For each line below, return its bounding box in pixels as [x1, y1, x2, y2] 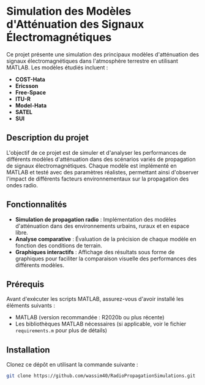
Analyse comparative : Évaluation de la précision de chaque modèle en [15, 235, 197, 243]
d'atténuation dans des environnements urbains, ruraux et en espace [15, 222, 190, 230]
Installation [6, 344, 50, 355]
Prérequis [6, 279, 45, 289]
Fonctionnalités [6, 200, 67, 210]
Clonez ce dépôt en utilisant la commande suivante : [6, 361, 139, 368]
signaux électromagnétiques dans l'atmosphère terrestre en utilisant [6, 57, 179, 64]
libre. [15, 228, 29, 236]
